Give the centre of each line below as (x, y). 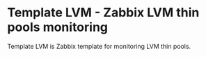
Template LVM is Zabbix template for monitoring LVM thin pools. (99, 46)
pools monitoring (58, 27)
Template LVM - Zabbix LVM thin (103, 13)
